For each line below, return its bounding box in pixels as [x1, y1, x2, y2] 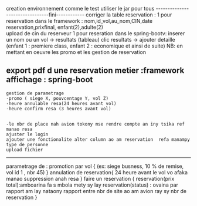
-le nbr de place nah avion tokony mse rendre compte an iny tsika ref [6, 121, 185, 127]
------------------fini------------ [6, 11, 85, 18]
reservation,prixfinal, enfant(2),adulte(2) [6, 23, 104, 31]
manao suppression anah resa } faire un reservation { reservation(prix [6, 175, 175, 182]
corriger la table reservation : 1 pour [86, 11, 172, 18]
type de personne [6, 141, 49, 147]
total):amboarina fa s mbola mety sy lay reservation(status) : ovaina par [6, 181, 179, 188]
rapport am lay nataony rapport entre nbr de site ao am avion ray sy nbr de [6, 187, 186, 194]
